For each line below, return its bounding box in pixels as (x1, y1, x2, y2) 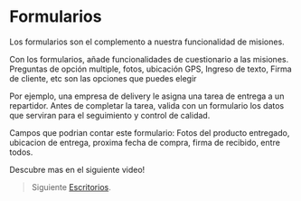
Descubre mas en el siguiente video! (9, 164, 146, 175)
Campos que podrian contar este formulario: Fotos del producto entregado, (9, 127, 290, 138)
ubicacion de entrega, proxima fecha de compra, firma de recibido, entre (9, 137, 280, 148)
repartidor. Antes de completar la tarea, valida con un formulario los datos (9, 100, 285, 110)
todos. (9, 147, 33, 158)
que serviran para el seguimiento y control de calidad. (9, 110, 211, 120)
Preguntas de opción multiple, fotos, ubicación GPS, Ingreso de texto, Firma (9, 63, 292, 74)
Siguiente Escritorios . (31, 181, 111, 192)
